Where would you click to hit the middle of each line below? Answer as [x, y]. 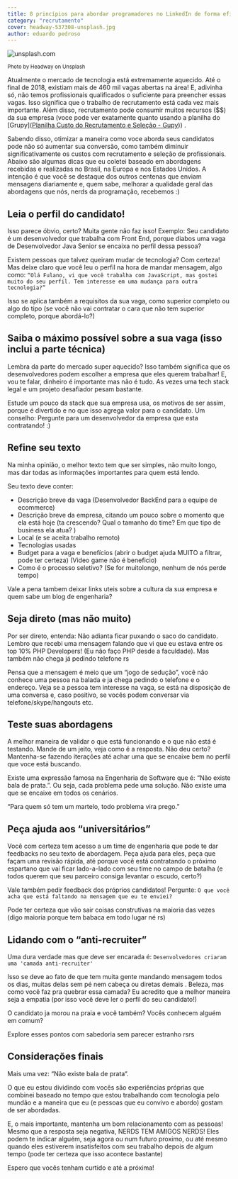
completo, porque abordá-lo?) [51, 316]
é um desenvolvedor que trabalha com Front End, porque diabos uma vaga [117, 239]
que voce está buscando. [44, 764]
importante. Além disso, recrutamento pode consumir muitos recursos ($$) [117, 110]
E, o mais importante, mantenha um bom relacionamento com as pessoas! [115, 1124]
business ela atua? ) [47, 530]
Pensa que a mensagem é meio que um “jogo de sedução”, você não [108, 672]
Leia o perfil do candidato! [66, 214]
